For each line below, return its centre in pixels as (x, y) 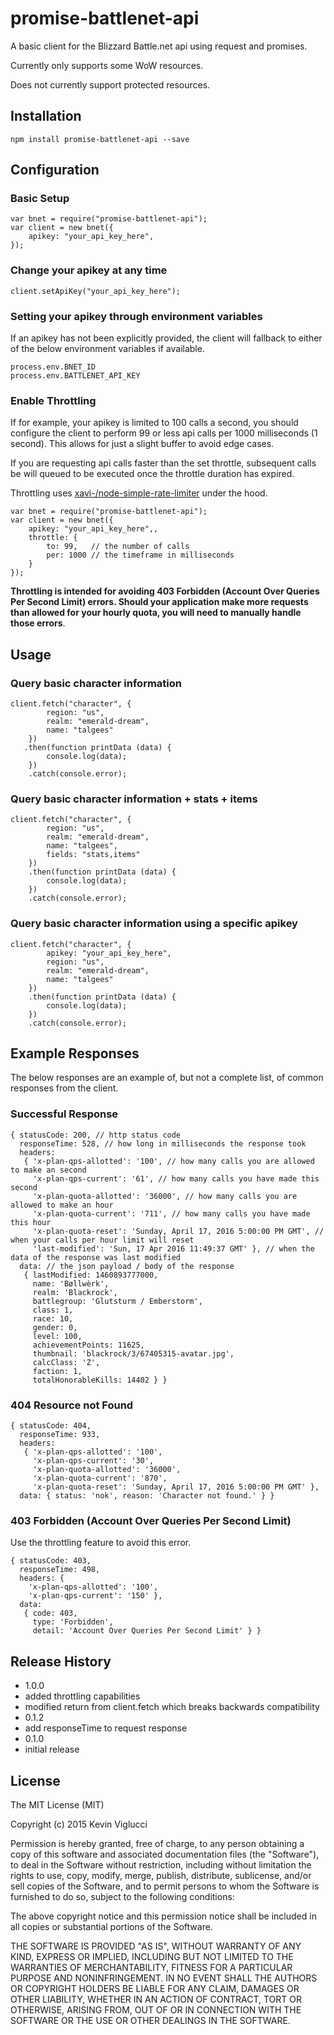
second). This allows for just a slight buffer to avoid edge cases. (142, 444)
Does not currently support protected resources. (110, 84)
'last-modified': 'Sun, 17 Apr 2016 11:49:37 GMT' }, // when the (173, 1248)
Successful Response (64, 1114)
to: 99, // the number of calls (118, 547)
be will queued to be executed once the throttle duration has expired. (152, 474)
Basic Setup (40, 199)
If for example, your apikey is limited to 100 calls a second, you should (154, 423)
